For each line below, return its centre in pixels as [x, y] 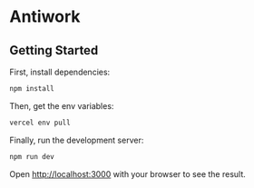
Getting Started [54, 50]
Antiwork [45, 17]
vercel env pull [40, 123]
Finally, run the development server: [77, 140]
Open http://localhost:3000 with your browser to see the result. [128, 173]
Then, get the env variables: [62, 105]
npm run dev [32, 156]
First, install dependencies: [60, 72]
